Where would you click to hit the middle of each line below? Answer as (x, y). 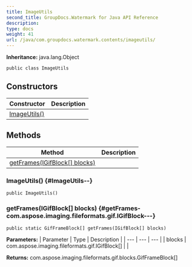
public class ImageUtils (38, 68)
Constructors (32, 87)
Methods (24, 136)
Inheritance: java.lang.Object (43, 57)
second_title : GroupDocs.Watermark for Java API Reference (82, 18)
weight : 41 (20, 34)
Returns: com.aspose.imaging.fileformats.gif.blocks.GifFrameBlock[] (92, 258)
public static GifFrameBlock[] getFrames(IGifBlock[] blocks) (86, 228)
